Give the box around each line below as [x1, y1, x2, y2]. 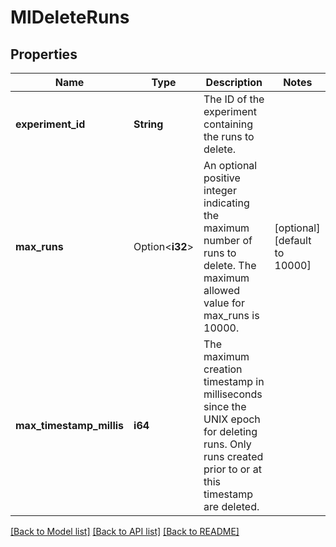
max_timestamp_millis [15, 419, 125, 432]
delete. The [203, 259, 257, 272]
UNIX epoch [203, 412, 261, 426]
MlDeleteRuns [10, 6, 130, 29]
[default [274, 234, 312, 247]
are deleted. [203, 500, 260, 513]
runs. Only [203, 437, 252, 451]
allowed [203, 284, 240, 297]
